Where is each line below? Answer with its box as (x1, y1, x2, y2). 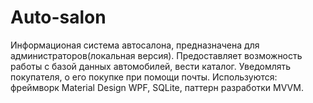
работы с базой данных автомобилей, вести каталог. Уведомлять (10, 60, 292, 72)
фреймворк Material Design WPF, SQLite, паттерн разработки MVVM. (10, 81, 304, 93)
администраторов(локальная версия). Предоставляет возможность (10, 49, 303, 61)
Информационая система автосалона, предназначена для (10, 39, 260, 51)
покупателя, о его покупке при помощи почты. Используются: (10, 71, 278, 83)
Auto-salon (10, 6, 107, 29)
